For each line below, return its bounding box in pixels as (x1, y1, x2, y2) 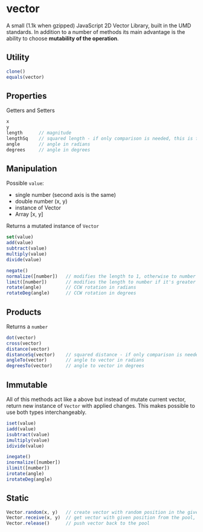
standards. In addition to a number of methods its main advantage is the (6, 28, 185, 35)
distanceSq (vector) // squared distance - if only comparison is (6, 351, 182, 357)
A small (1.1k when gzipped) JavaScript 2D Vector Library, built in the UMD (6, 22, 192, 29)
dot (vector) (6, 334, 36, 341)
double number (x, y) (14, 198, 68, 205)
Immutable (6, 379, 48, 390)
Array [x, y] (14, 211, 43, 218)
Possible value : (6, 179, 44, 187)
